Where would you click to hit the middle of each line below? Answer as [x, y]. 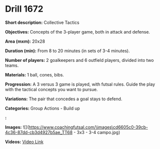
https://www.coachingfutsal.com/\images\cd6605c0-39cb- [88, 127]
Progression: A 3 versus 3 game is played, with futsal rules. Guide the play [80, 84]
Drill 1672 [24, 9]
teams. [12, 65]
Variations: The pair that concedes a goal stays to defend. [64, 99]
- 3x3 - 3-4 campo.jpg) [97, 132]
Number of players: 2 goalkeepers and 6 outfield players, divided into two [80, 60]
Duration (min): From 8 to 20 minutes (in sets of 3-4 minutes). [67, 51]
